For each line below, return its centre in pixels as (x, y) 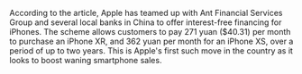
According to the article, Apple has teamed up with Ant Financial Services (146, 13)
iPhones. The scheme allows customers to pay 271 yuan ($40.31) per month (150, 32)
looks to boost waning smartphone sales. (86, 60)
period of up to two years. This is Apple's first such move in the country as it (151, 51)
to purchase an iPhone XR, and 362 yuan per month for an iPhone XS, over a (151, 41)
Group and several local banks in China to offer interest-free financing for (146, 22)
